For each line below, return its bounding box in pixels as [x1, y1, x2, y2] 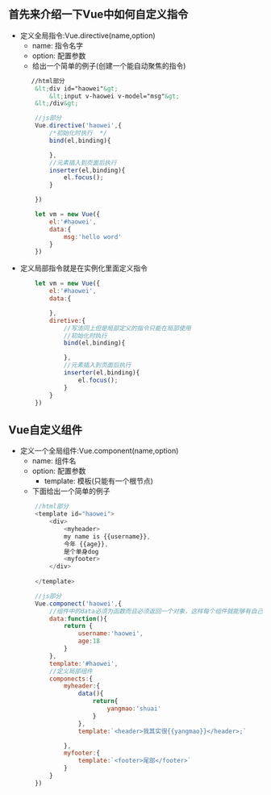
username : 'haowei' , [77, 630, 144, 638]
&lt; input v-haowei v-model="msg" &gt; [49, 92, 180, 100]
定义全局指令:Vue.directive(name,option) [19, 31, 156, 40]
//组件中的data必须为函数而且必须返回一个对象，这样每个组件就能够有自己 [49, 607, 264, 615]
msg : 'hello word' [63, 232, 123, 241]
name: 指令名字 [31, 40, 84, 50]
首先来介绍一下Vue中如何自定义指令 [8, 7, 189, 22]
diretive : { [49, 316, 86, 324]
